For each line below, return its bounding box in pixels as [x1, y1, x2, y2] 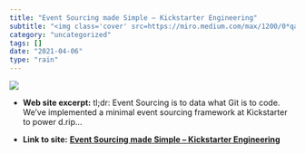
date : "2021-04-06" [9, 47, 84, 56]
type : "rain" [9, 55, 59, 64]
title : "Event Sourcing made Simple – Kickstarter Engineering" [9, 13, 258, 23]
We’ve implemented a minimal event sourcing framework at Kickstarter [22, 107, 288, 118]
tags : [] [9, 38, 43, 48]
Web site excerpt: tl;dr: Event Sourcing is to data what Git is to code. [22, 97, 280, 108]
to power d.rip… [22, 117, 83, 127]
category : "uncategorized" [9, 30, 112, 39]
